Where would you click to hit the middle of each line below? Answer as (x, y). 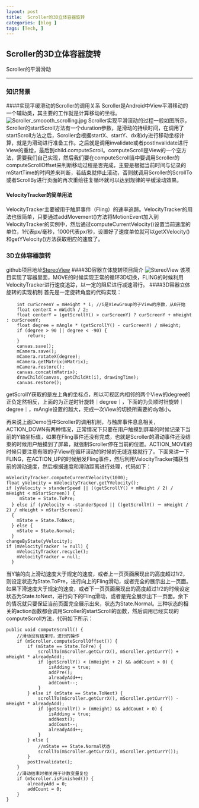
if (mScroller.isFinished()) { (55, 779)
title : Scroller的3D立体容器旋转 (46, 17)
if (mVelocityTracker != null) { (47, 546)
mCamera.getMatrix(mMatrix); (53, 361)
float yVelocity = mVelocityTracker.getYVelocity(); (73, 483)
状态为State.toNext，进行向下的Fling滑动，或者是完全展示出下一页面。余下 (97, 596)
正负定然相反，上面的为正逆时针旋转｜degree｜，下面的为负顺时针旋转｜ (95, 401)
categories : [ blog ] (32, 23)
